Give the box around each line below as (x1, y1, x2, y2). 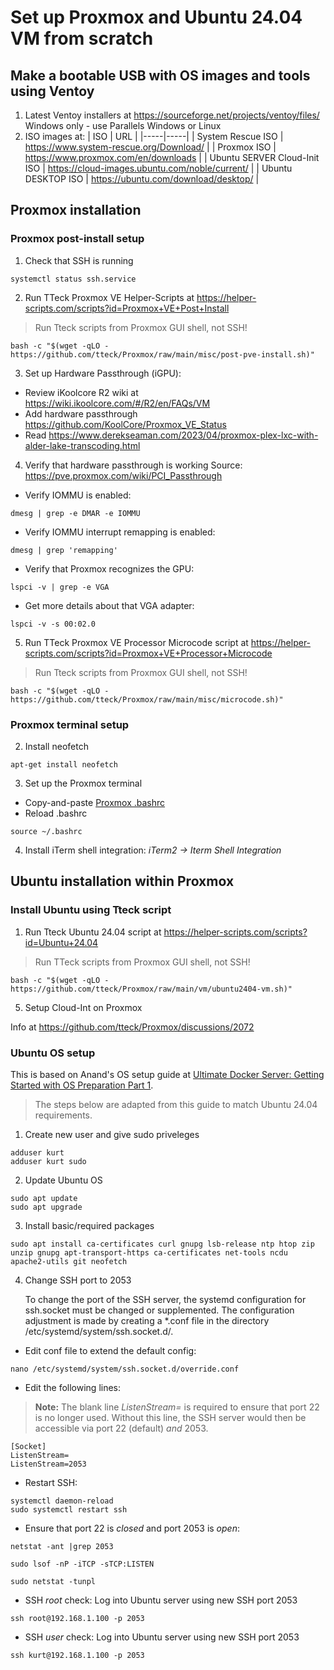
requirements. (34, 1109, 93, 1121)
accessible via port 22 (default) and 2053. (34, 1422, 209, 1434)
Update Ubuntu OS (24, 1174, 103, 1186)
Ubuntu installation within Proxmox (10, 873, 235, 890)
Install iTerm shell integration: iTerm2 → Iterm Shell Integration (24, 844, 282, 856)
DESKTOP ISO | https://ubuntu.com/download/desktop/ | (24, 173, 260, 185)
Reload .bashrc (24, 807, 88, 819)
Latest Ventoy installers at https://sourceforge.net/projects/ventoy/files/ (24, 109, 320, 121)
